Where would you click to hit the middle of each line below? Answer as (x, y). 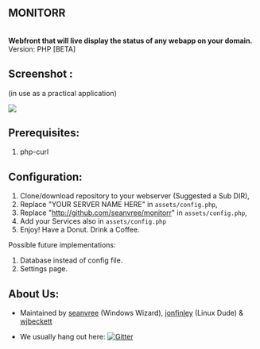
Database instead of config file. (71, 260)
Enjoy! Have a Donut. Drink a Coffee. (80, 230)
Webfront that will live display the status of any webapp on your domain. (130, 40)
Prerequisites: (44, 133)
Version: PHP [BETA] (42, 49)
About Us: (34, 294)
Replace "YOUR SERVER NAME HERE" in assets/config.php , (118, 205)
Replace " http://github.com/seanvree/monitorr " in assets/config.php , (134, 213)
